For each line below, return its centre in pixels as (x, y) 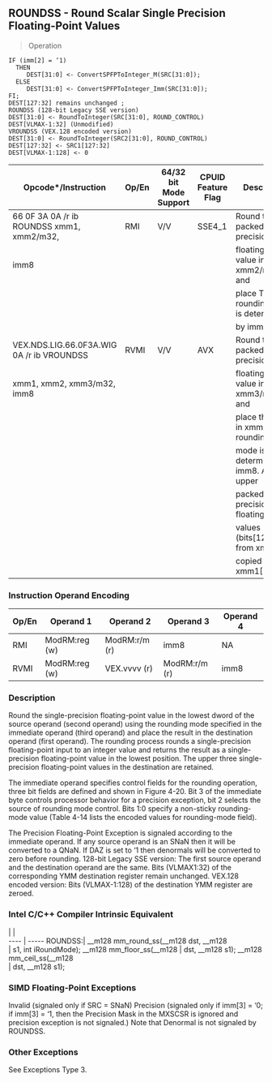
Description (32, 698)
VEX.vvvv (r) (129, 668)
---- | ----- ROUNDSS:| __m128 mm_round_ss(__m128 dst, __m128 (118, 941)
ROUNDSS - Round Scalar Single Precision (117, 13)
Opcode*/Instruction (65, 187)
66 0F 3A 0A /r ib (46, 216)
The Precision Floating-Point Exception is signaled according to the (121, 833)
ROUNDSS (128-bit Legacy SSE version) (74, 110)
